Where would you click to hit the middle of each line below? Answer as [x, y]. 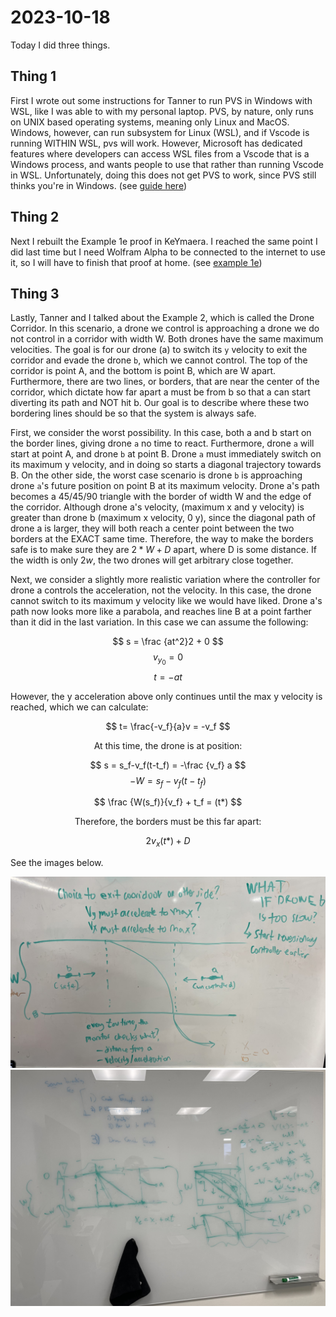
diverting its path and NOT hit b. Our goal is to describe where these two [160, 403]
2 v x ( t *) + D [168, 842]
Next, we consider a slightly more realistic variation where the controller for [165, 580]
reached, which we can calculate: [79, 707]
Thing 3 [35, 293]
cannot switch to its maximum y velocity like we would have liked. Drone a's [166, 601]
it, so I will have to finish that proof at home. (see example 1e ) [136, 262]
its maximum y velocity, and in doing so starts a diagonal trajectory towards [166, 465]
